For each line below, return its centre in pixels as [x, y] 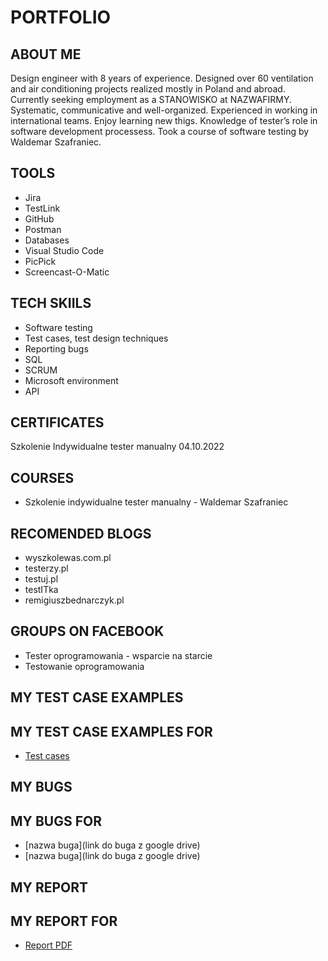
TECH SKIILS [51, 303]
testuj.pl [41, 579]
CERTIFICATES [57, 422]
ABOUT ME [46, 54]
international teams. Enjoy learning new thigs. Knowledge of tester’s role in [164, 120]
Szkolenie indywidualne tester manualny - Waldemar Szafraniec [156, 502]
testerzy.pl [46, 568]
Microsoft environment [71, 380]
